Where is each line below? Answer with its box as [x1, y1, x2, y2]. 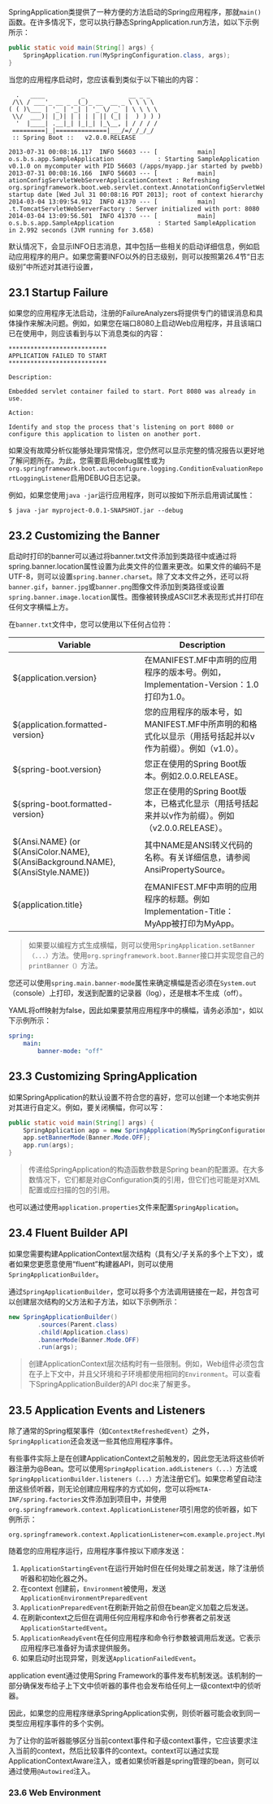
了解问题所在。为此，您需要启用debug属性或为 [8, 456, 166, 465]
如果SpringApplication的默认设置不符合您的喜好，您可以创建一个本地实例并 [8, 1092, 261, 1102]
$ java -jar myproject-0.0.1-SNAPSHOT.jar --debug [8, 507, 184, 515]
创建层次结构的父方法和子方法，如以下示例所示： [15, 1296, 180, 1306]
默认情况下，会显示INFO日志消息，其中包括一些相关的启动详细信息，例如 [8, 241, 253, 251]
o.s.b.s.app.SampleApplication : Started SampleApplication [8, 219, 256, 227]
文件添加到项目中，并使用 [80, 1494, 167, 1504]
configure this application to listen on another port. [8, 430, 201, 439]
